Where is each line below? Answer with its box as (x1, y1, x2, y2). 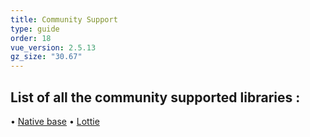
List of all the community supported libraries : (10, 89, 301, 106)
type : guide (10, 24, 60, 34)
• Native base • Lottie (10, 115, 100, 127)
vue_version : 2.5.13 (10, 42, 97, 53)
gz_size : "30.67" (10, 52, 83, 62)
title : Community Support (10, 14, 118, 25)
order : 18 (10, 33, 52, 43)
